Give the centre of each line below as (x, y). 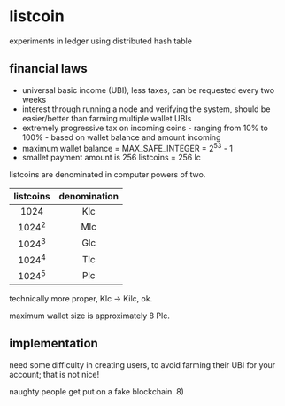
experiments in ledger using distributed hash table (101, 41)
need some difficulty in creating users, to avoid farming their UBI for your (142, 364)
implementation (54, 344)
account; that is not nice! (54, 374)
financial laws (48, 69)
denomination (89, 197)
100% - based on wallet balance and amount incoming (121, 137)
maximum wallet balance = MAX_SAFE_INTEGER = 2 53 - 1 (127, 147)
